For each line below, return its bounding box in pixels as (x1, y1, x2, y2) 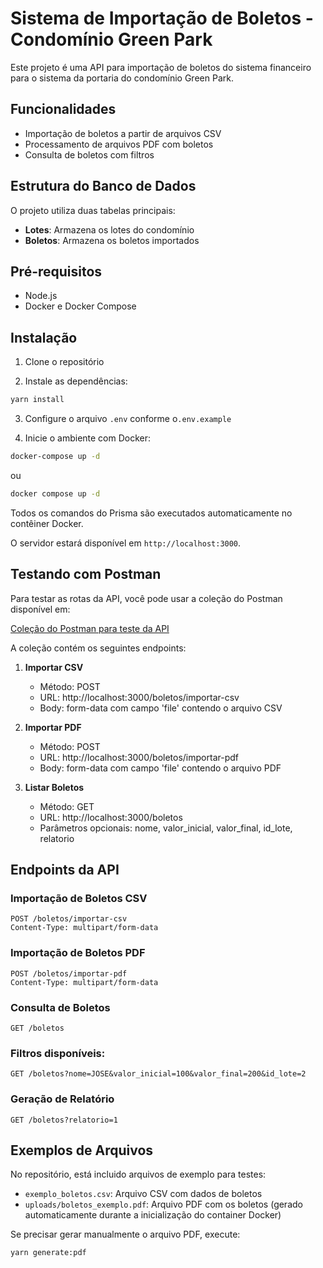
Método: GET (39, 800, 95, 812)
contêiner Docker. (10, 517, 84, 529)
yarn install (10, 395, 65, 405)
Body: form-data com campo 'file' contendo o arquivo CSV (39, 702, 283, 714)
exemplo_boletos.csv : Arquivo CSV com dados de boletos (24, 1188, 263, 1200)
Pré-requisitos (10, 263, 103, 280)
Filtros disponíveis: (10, 1046, 106, 1060)
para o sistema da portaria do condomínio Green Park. (10, 72, 234, 84)
